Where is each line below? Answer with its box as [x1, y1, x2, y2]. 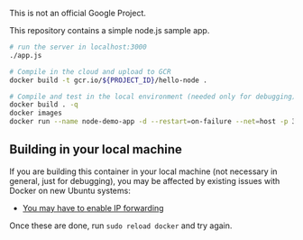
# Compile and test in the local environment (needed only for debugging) [9, 92, 297, 101]
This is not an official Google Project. [9, 8, 147, 18]
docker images [9, 108, 63, 118]
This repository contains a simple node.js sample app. [9, 25, 210, 35]
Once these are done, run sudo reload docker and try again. [9, 220, 233, 231]
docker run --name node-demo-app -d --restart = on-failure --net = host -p [9, 117, 289, 126]
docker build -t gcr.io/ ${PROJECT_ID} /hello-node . [9, 76, 207, 85]
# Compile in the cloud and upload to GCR [9, 67, 171, 76]
